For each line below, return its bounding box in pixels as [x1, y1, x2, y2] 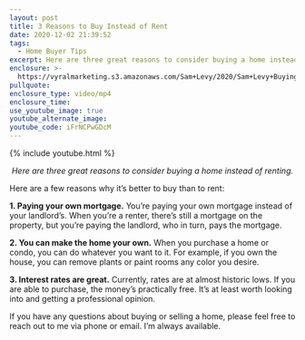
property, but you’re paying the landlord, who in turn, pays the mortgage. [9, 219, 283, 230]
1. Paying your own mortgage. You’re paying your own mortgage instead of [9, 200, 293, 211]
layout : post [9, 13, 59, 23]
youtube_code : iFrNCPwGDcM [9, 123, 112, 132]
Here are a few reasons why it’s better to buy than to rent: [9, 183, 225, 193]
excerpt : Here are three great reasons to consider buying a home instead [9, 55, 299, 64]
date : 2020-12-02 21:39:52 [9, 30, 112, 39]
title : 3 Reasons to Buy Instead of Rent [9, 22, 169, 31]
